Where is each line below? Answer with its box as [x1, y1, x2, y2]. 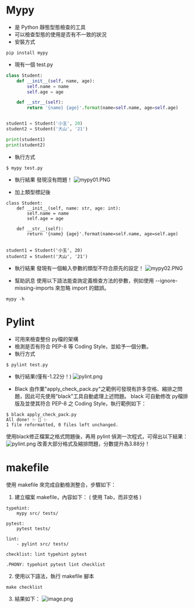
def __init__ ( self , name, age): [16, 78, 95, 84]
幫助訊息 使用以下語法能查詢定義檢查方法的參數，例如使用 [14, 277, 154, 284]
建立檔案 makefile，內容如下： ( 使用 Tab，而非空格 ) [14, 493, 142, 500]
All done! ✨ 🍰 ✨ [6, 417, 48, 422]
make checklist [6, 584, 43, 590]
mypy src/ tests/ [16, 510, 59, 516]
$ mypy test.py [6, 165, 43, 171]
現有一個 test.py [14, 61, 54, 68]
